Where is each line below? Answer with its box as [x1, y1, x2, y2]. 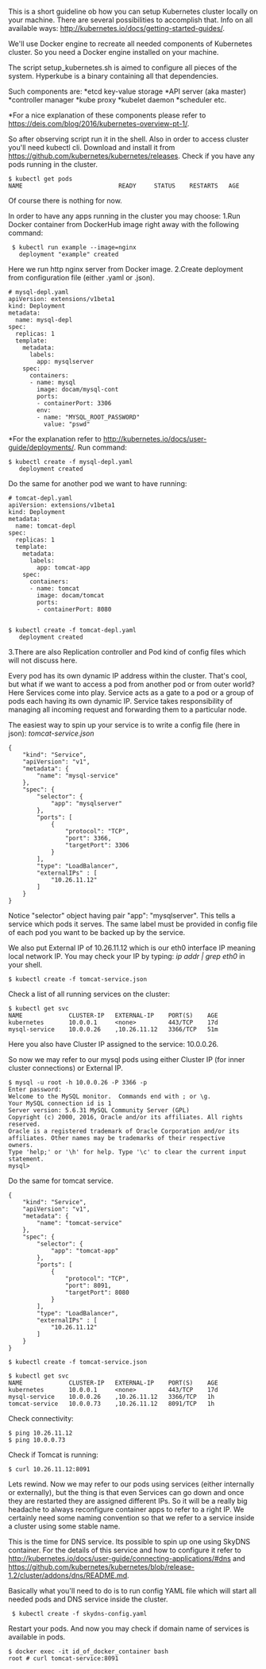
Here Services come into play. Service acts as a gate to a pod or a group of [8, 688, 254, 697]
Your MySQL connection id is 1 [8, 1099, 112, 1107]
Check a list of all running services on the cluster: [8, 989, 171, 999]
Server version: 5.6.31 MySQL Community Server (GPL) [8, 1107, 191, 1115]
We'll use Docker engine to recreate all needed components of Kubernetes [8, 39, 253, 48]
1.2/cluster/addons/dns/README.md [8, 1570, 128, 1580]
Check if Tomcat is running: [8, 1450, 99, 1459]
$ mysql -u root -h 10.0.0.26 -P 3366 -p [8, 1079, 148, 1087]
